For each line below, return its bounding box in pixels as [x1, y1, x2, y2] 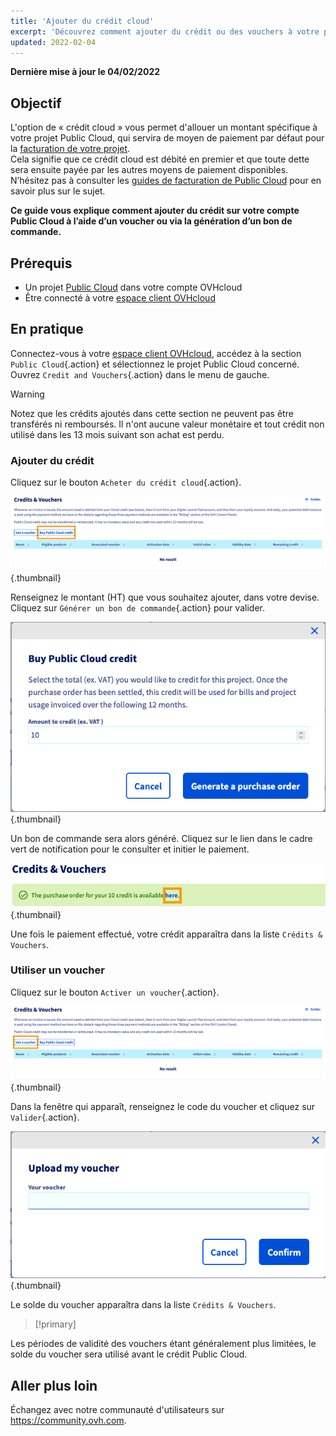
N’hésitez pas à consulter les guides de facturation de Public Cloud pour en [10, 175, 322, 187]
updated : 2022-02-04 [10, 37, 97, 47]
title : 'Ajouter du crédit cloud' [10, 16, 155, 26]
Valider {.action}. [10, 1111, 80, 1124]
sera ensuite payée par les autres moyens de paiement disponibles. [10, 164, 289, 176]
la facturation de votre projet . [10, 143, 131, 155]
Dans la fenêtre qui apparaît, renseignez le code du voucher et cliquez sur [10, 1101, 316, 1113]
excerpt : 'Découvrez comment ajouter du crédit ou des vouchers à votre [10, 26, 320, 37]
